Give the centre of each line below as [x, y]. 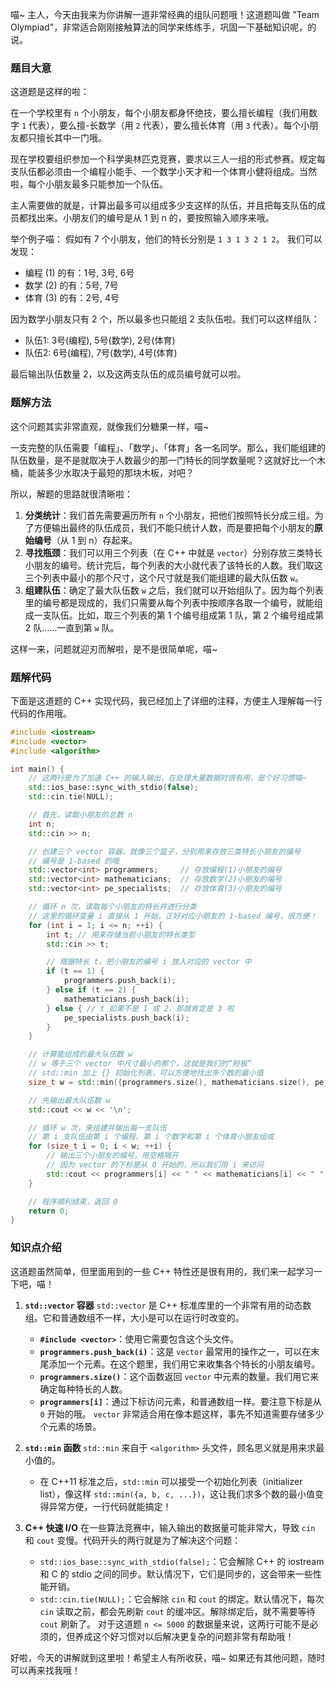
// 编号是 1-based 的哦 [74, 861]
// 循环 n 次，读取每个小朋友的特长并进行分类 [112, 907]
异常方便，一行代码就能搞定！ [110, 1506]
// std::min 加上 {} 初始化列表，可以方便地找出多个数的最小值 [146, 1073]
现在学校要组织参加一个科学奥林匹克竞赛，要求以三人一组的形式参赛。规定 [163, 159]
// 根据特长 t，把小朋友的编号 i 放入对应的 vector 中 [149, 962]
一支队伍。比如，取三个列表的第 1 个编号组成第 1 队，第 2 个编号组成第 [179, 615]
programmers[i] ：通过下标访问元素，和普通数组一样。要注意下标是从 [180, 1401]
